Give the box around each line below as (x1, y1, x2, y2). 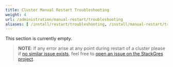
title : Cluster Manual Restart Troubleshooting (5, 7, 110, 13)
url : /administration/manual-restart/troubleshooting (5, 17, 124, 22)
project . (18, 56, 34, 62)
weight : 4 (5, 12, 27, 17)
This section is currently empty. (5, 36, 73, 42)
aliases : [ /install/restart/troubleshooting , (5, 21, 107, 27)
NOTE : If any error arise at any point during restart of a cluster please (18, 45, 166, 51)
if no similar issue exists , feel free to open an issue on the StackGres (18, 51, 163, 57)
